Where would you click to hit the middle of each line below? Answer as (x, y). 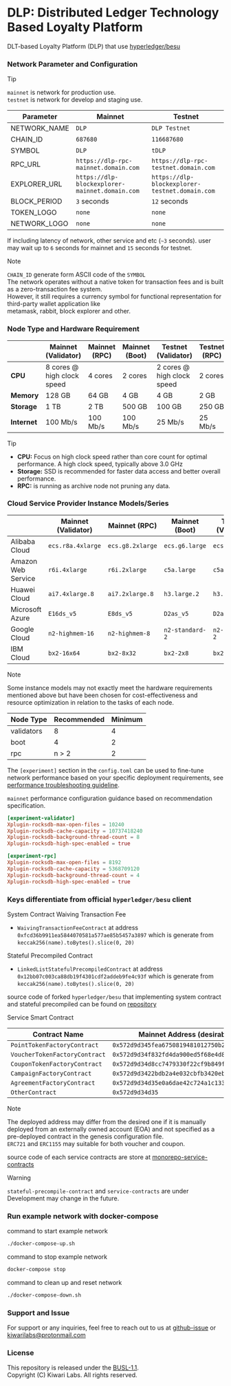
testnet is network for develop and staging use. (75, 100)
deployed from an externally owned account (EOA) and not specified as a (111, 1129)
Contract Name (58, 1034)
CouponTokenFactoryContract (56, 1064)
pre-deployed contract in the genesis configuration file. (85, 1136)
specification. (26, 805)
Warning (19, 1178)
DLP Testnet (171, 128)
